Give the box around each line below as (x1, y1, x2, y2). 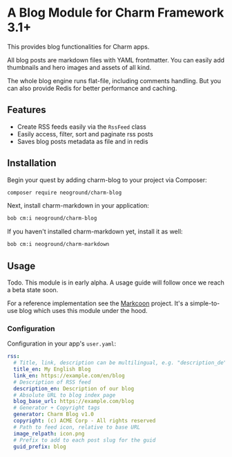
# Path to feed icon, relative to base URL (13, 424, 140, 431)
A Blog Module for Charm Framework (7, 5, 224, 21)
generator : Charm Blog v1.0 (13, 411, 95, 418)
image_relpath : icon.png (13, 430, 85, 437)
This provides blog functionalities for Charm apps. (7, 42, 150, 51)
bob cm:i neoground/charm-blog (7, 215, 97, 222)
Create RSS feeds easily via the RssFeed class (17, 123, 146, 131)
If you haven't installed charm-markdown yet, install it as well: (7, 227, 183, 236)
